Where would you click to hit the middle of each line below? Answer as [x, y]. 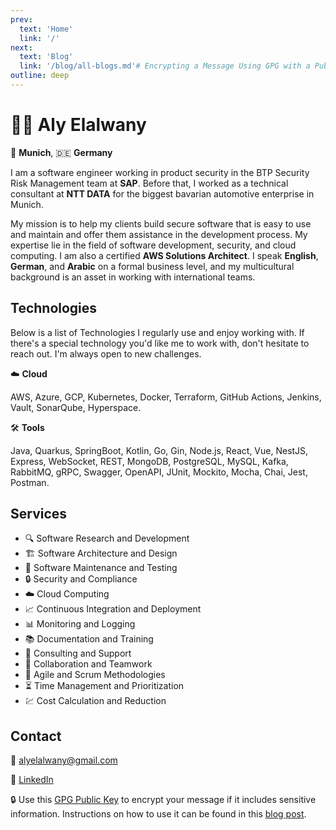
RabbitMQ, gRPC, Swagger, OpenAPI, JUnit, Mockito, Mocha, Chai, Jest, [159, 472]
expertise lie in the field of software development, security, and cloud [153, 245]
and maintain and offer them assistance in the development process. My [159, 234]
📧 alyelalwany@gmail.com [64, 760]
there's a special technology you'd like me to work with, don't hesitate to [160, 343]
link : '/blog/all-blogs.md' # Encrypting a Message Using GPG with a [165, 66]
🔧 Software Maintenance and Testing [101, 568]
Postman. [30, 482]
